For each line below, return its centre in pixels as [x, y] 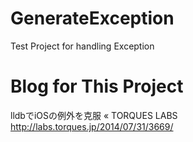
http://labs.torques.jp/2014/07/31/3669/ [92, 126]
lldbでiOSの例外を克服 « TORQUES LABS [94, 115]
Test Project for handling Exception [82, 46]
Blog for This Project [97, 86]
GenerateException [92, 18]
